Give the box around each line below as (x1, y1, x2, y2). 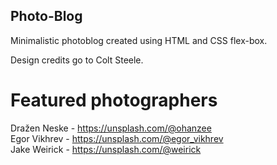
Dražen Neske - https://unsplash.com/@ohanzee (10, 122, 212, 134)
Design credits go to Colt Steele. (10, 54, 144, 66)
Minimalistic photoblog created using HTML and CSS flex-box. (10, 34, 268, 46)
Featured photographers (10, 89, 218, 111)
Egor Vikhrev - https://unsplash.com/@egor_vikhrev (10, 132, 224, 144)
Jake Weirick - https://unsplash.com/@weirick (10, 143, 202, 155)
